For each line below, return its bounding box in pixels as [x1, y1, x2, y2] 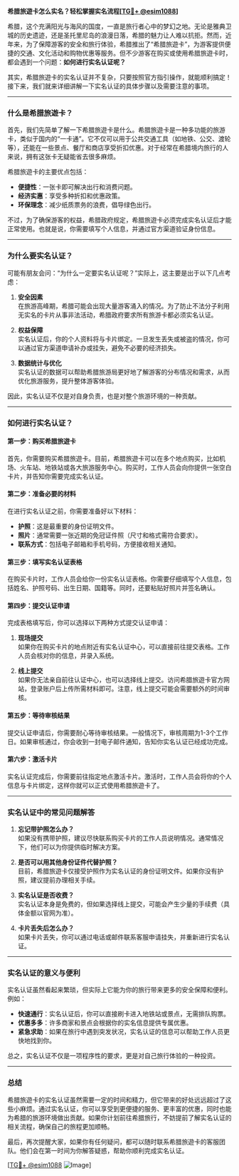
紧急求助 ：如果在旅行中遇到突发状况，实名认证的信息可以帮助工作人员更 [17, 1028, 230, 1036]
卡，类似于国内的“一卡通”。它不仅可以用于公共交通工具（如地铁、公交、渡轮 [7, 135, 231, 143]
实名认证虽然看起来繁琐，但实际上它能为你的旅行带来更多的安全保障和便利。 [7, 985, 232, 994]
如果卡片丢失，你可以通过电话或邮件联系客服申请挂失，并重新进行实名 [17, 933, 224, 941]
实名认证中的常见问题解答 [7, 807, 95, 817]
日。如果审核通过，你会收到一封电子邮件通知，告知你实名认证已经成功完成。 [7, 737, 232, 746]
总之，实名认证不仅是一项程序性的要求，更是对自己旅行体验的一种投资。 [7, 1052, 219, 1060]
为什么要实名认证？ [7, 251, 73, 261]
